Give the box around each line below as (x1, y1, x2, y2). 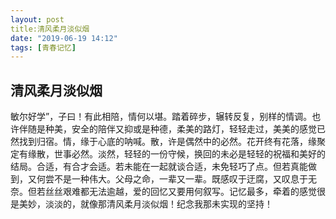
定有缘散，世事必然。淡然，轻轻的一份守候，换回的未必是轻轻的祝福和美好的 (10, 148, 326, 160)
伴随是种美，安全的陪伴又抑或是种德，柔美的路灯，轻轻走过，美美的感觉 (18, 123, 317, 135)
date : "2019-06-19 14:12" (10, 33, 118, 43)
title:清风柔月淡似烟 (10, 24, 90, 34)
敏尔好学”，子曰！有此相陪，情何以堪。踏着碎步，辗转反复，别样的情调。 (10, 111, 313, 123)
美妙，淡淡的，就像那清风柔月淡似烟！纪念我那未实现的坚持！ (18, 198, 273, 210)
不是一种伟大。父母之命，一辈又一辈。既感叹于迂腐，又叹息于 (53, 173, 308, 185)
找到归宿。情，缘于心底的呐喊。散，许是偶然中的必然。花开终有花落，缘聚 (18, 136, 326, 148)
